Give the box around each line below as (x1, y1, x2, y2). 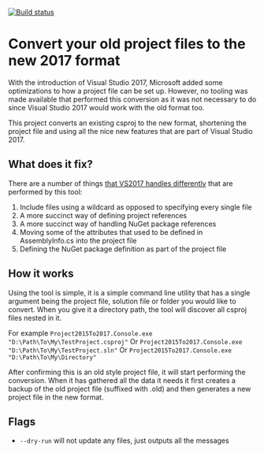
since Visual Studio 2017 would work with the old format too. (8, 102, 205, 112)
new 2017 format (8, 52, 121, 70)
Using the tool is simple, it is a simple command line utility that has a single (8, 288, 251, 297)
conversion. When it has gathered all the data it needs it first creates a (8, 375, 236, 385)
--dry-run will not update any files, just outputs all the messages (19, 436, 230, 445)
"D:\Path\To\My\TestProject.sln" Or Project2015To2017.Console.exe (8, 345, 232, 355)
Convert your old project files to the (8, 35, 246, 53)
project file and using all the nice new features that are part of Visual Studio (8, 126, 254, 136)
